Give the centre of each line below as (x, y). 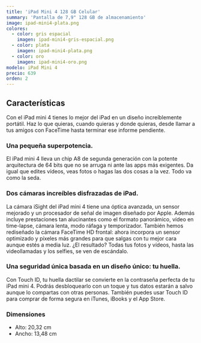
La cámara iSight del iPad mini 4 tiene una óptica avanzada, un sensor (93, 206)
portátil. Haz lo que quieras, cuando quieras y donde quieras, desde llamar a (101, 124)
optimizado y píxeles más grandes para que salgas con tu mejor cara (91, 238)
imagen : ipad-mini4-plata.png (55, 51)
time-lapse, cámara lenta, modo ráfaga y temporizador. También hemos (95, 225)
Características (36, 103)
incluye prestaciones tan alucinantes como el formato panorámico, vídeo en (100, 219)
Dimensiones (26, 314)
